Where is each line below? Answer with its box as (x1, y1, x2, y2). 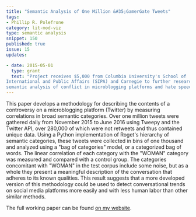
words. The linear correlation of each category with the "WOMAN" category (6, 150, 188, 156)
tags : (6, 14, 19, 20)
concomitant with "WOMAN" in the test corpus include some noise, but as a (6, 162, 188, 169)
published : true (6, 41, 45, 47)
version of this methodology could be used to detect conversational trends (6, 181, 185, 187)
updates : (6, 52, 27, 58)
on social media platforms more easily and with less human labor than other (6, 187, 188, 194)
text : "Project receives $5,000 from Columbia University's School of (11, 73, 187, 79)
